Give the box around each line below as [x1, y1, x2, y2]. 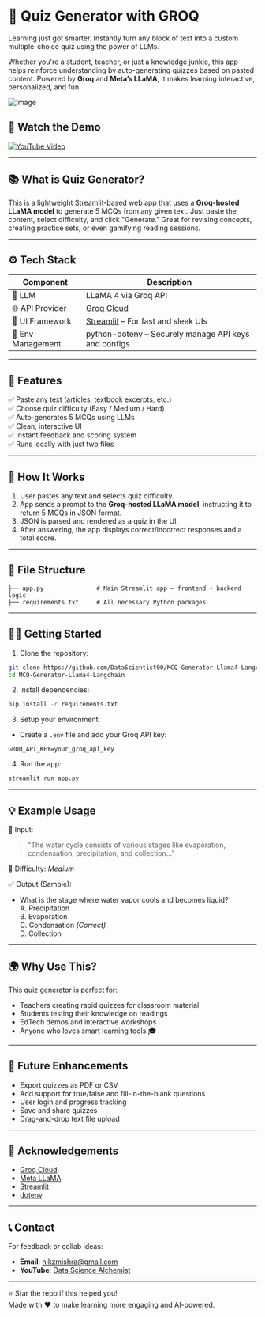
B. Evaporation [19, 911, 68, 921]
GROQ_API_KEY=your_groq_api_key [8, 745, 114, 754]
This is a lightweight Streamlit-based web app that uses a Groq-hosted [8, 198, 240, 207]
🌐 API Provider [12, 303, 67, 314]
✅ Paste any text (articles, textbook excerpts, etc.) [8, 395, 172, 404]
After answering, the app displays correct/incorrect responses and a [19, 525, 242, 534]
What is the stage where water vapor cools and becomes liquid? [19, 895, 229, 904]
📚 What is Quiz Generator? [8, 173, 145, 187]
